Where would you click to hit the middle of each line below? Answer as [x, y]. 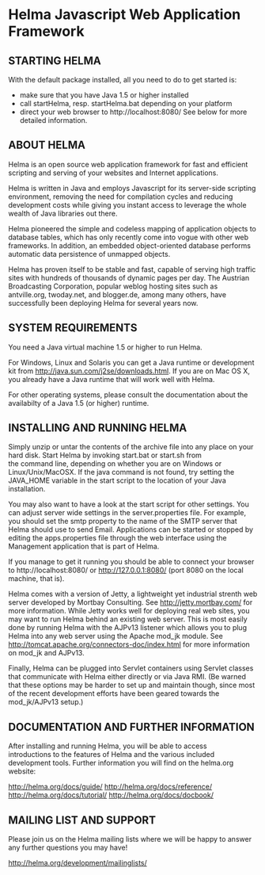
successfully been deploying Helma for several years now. [103, 303]
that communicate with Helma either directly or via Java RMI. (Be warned [127, 677]
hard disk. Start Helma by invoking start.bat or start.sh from [105, 455]
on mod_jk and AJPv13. [46, 653]
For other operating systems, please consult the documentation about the [128, 395]
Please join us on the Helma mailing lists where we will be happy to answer [130, 839]
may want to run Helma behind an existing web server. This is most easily [128, 619]
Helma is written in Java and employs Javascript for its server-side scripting [132, 188]
